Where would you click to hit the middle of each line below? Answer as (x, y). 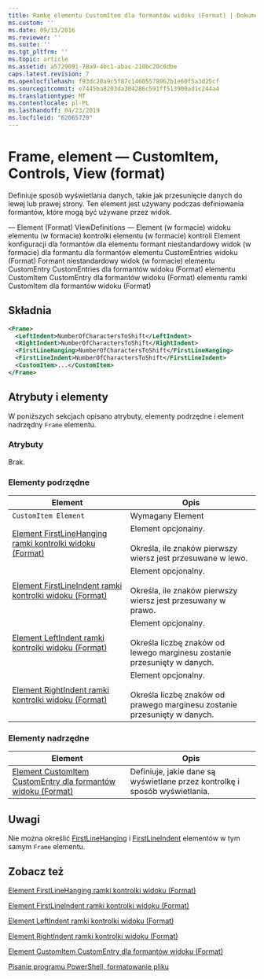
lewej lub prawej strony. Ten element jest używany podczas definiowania (126, 203)
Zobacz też (36, 872)
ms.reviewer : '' (35, 37)
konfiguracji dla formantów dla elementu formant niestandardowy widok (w (130, 244)
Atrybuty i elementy (58, 397)
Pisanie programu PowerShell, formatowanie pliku (89, 967)
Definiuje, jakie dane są (173, 772)
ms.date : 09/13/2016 (42, 30)
